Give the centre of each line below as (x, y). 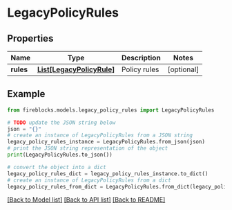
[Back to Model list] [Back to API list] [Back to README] (86, 200)
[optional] (183, 69)
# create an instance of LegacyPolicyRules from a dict (89, 180)
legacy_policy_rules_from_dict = (55, 186)
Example (26, 94)
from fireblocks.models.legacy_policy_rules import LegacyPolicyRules (111, 110)
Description (141, 58)
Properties (30, 38)
